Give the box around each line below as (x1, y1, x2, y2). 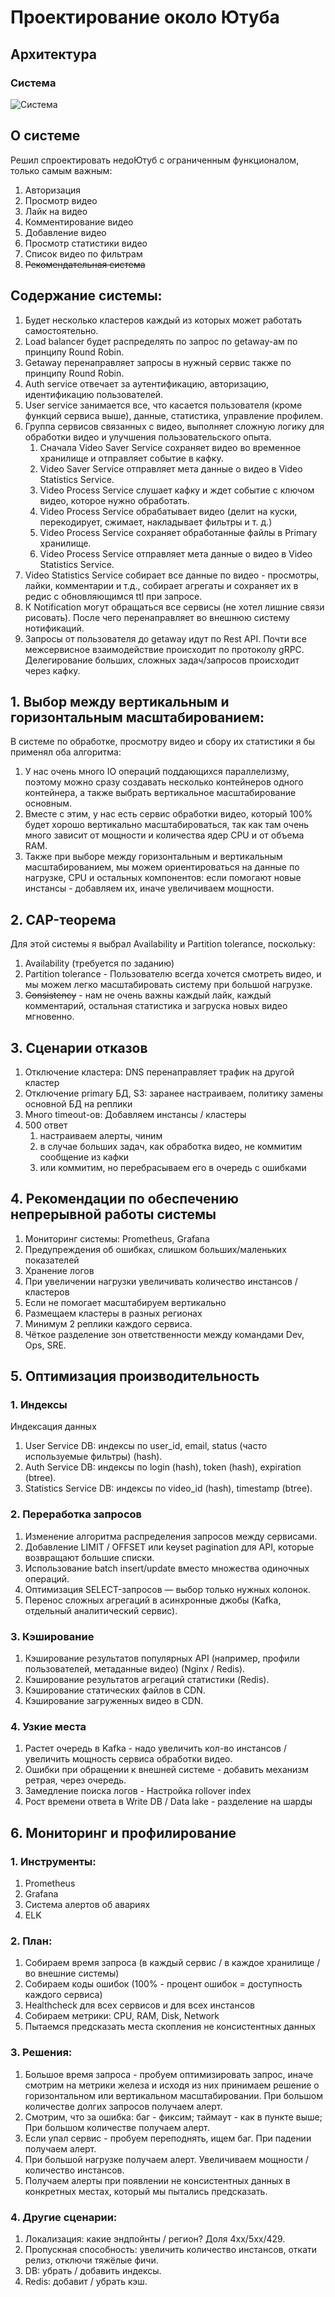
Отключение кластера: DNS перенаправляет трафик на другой (24, 1066, 295, 1078)
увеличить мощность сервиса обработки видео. (24, 1753, 233, 1765)
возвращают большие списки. (24, 1551, 155, 1563)
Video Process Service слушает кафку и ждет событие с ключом (39, 484, 315, 496)
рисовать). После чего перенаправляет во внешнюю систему (24, 611, 290, 623)
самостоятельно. (24, 324, 99, 336)
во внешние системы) (24, 1967, 120, 1980)
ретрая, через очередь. (24, 1774, 127, 1786)
